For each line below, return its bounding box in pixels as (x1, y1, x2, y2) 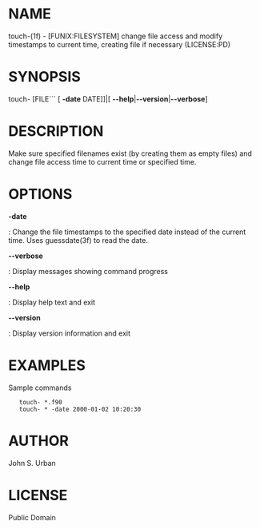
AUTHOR (8, 432, 70, 450)
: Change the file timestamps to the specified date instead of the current (8, 227, 246, 237)
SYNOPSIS (8, 68, 82, 86)
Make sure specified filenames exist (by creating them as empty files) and (8, 149, 252, 158)
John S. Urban (8, 458, 56, 467)
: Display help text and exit (8, 297, 96, 307)
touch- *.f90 (18, 398, 62, 406)
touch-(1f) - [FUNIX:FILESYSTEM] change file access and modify (8, 31, 223, 41)
